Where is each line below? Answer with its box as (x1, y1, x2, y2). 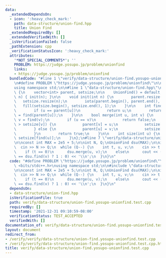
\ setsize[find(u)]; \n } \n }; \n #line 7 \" (14, 136, 107, 141)
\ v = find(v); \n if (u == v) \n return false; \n (14, 117, 156, 122)
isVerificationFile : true (9, 195, 63, 200)
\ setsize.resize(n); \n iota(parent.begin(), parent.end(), (14, 99, 161, 104)
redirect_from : (5, 232, 37, 237)
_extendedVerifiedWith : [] (9, 35, 65, 40)
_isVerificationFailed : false (9, 39, 72, 44)
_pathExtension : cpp (9, 44, 52, 49)
